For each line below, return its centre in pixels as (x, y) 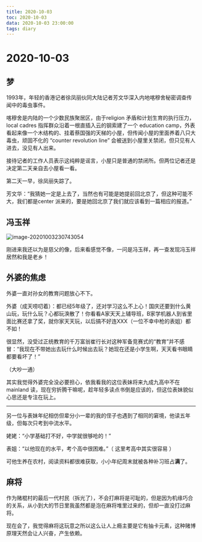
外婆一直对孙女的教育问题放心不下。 (51, 293)
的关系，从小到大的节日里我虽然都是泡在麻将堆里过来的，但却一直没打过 (96, 505)
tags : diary (21, 29)
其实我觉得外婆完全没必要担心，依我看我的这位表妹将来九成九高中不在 (93, 382)
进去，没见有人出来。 (32, 148)
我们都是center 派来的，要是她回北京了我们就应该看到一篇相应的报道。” (104, 202)
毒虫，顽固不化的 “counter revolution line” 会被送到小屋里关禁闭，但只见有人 (101, 140)
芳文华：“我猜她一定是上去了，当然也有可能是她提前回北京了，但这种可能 (97, 194)
